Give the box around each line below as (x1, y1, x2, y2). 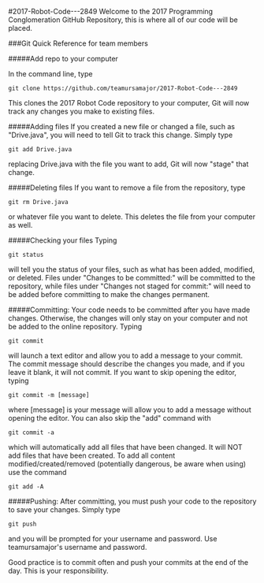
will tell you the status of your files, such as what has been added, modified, (8, 265, 255, 274)
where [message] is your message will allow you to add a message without (8, 405, 251, 414)
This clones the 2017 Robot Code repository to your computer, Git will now (8, 98, 250, 107)
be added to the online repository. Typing (8, 322, 143, 331)
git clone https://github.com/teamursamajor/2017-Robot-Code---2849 (8, 84, 238, 92)
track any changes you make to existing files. (8, 106, 155, 116)
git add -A (8, 483, 44, 491)
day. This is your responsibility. (8, 566, 109, 575)
